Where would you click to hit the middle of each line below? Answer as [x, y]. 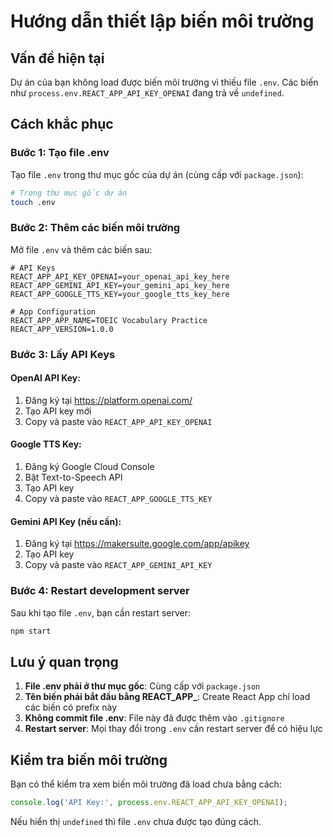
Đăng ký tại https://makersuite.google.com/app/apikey [137, 544]
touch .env [33, 202]
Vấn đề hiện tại [57, 58]
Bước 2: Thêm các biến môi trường [95, 228]
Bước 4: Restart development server [100, 591]
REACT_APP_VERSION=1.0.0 [62, 329]
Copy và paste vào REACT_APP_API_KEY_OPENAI [118, 421]
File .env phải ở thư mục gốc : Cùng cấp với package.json [142, 686]
